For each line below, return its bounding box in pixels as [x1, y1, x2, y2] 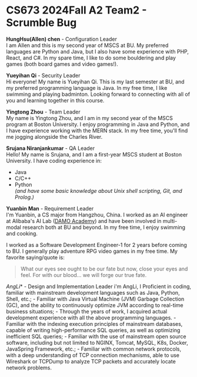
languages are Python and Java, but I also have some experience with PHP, [6, 48, 189, 55]
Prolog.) [14, 193, 34, 201]
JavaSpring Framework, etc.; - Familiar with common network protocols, [6, 345, 181, 352]
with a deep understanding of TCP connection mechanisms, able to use [6, 351, 180, 359]
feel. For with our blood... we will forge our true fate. [20, 271, 147, 278]
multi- [162, 217, 178, 224]
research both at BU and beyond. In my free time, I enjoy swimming [22, 223, 186, 231]
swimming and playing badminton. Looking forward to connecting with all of [6, 91, 190, 98]
